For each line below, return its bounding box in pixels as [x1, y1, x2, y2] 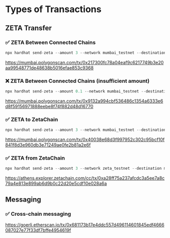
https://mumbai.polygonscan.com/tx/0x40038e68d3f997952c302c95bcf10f [5, 136, 165, 142]
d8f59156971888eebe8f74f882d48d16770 [5, 103, 94, 109]
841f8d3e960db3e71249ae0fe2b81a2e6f [5, 142, 91, 148]
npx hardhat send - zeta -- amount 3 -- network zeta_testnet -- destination [5, 166, 162, 171]
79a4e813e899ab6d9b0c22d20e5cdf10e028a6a [5, 180, 107, 186]
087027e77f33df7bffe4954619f [5, 227, 71, 233]
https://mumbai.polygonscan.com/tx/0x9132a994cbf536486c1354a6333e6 [5, 98, 163, 104]
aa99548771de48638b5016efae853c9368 [5, 65, 94, 71]
